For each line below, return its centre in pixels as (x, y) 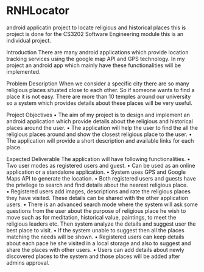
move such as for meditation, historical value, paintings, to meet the (91, 217)
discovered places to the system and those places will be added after (93, 256)
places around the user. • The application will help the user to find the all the (102, 127)
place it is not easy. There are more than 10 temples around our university (99, 96)
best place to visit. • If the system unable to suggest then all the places (95, 230)
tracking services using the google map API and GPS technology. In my (96, 59)
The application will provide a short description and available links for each (100, 140)
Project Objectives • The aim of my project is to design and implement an (98, 115)
